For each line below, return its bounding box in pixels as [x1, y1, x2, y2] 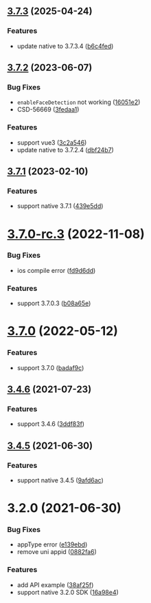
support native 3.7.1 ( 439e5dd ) [16, 202, 104, 210]
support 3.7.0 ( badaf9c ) [16, 363, 84, 371]
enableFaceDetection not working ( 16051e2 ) [16, 98, 141, 106]
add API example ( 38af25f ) [16, 580, 94, 589]
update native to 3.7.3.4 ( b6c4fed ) [16, 41, 114, 50]
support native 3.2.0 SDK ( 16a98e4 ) [16, 588, 119, 596]
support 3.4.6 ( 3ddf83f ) [16, 420, 84, 428]
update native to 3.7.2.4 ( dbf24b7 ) [16, 145, 115, 154]
